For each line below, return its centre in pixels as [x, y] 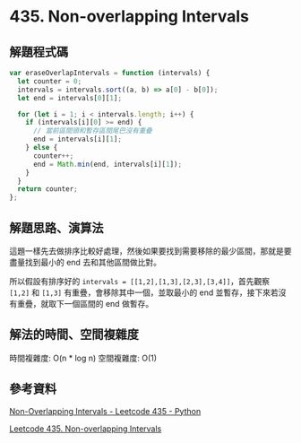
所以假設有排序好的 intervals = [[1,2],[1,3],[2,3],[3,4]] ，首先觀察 [140, 281]
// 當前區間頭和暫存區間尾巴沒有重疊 [92, 131]
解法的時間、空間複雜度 [74, 335]
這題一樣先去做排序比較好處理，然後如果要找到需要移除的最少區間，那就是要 [150, 251]
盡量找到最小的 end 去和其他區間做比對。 [85, 262]
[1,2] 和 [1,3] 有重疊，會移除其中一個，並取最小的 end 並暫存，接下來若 [144, 292]
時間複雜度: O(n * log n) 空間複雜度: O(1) [83, 358]
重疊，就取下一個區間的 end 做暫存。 [85, 303]
